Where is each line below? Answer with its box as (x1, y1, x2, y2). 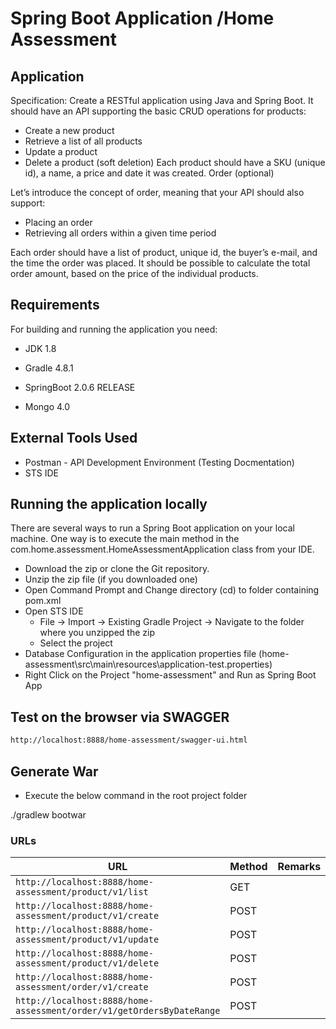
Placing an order (24, 217, 93, 228)
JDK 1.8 (24, 342, 57, 354)
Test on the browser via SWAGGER (10, 708, 230, 726)
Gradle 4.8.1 (24, 362, 74, 374)
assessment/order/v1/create (15, 982, 149, 993)
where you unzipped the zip (39, 627, 155, 639)
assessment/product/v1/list (15, 887, 149, 898)
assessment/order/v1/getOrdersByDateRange (15, 1005, 221, 1017)
